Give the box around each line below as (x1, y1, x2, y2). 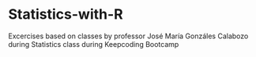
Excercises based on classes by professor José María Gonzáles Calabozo (8, 31, 249, 41)
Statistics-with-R (8, 5, 124, 23)
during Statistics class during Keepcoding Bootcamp (8, 39, 179, 48)
